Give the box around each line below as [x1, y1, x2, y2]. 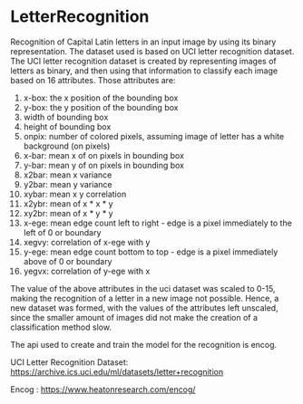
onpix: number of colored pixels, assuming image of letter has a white [23, 130, 285, 141]
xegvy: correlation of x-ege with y [23, 236, 151, 247]
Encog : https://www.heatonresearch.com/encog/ [10, 383, 196, 395]
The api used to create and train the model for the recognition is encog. [10, 339, 278, 350]
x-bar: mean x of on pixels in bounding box [23, 149, 185, 160]
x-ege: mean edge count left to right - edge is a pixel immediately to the [23, 217, 293, 228]
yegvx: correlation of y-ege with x [23, 265, 151, 276]
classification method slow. [10, 322, 112, 332]
